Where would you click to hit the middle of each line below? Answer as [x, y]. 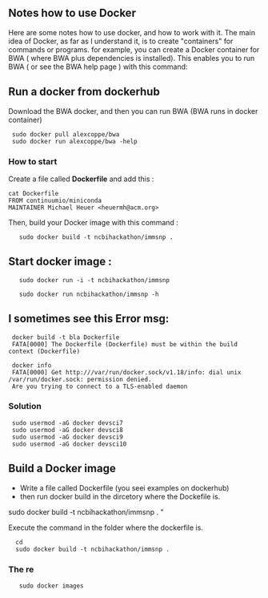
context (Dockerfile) [44, 351]
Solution [25, 406]
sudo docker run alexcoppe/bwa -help [74, 141]
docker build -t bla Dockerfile [66, 337]
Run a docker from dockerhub [84, 92]
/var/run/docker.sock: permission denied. [80, 379]
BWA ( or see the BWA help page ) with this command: [98, 67]
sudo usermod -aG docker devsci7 [68, 423]
